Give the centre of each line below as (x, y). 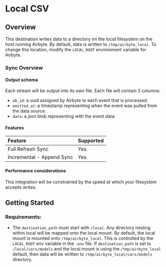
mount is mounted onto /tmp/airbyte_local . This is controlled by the (83, 238)
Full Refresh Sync (28, 149)
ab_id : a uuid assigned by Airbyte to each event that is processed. (80, 101)
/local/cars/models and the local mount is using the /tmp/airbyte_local (86, 249)
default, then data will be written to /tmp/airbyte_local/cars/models (82, 254)
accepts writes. (21, 187)
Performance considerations (36, 170)
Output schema (22, 80)
